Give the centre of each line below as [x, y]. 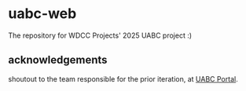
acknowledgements [58, 60]
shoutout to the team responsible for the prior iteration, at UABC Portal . [123, 78]
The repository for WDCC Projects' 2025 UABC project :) [100, 35]
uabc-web [42, 14]
